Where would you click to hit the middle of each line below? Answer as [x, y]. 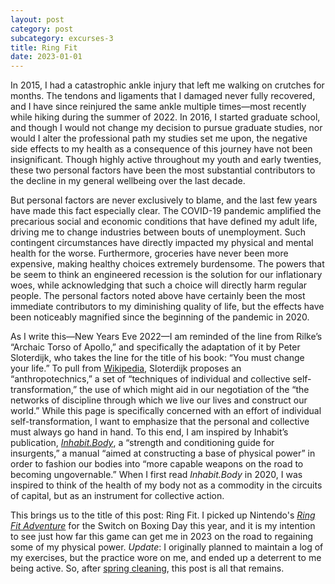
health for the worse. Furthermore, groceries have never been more [149, 253]
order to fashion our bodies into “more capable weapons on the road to [157, 464]
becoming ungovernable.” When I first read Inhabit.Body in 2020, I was [156, 475]
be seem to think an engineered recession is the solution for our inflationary [166, 275]
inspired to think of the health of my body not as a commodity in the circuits [166, 485]
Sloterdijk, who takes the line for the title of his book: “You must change [157, 358]
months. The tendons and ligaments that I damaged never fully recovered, [163, 96]
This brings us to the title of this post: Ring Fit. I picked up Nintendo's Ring [163, 515]
